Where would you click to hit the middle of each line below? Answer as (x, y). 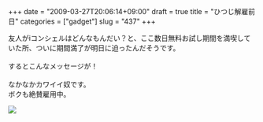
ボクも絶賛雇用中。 (39, 94)
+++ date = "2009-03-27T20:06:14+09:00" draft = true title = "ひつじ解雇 (128, 11)
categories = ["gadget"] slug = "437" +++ (88, 21)
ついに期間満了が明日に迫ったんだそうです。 (107, 48)
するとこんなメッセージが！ (53, 66)
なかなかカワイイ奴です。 (49, 84)
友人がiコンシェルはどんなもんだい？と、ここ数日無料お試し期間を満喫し (126, 38)
